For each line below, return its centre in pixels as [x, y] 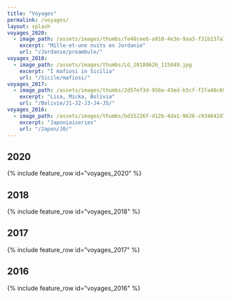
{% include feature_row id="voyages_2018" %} [74, 212]
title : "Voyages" [32, 13]
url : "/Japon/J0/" [46, 129]
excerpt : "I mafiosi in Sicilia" [67, 71]
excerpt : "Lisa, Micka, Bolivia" [67, 97]
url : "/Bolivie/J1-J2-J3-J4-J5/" [67, 103]
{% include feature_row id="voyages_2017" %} [74, 249]
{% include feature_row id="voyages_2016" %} [74, 288]
